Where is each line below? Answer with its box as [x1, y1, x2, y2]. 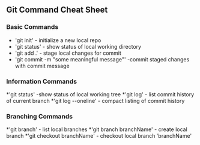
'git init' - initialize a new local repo [14, 36, 102, 44]
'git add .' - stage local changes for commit [14, 49, 122, 57]
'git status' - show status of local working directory [14, 43, 142, 50]
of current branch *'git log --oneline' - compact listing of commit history [6, 97, 185, 104]
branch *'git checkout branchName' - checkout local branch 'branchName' [6, 132, 192, 140]
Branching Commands [6, 112, 73, 120]
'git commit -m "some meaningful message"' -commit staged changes [14, 55, 190, 63]
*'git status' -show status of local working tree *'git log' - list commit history [6, 90, 195, 98]
